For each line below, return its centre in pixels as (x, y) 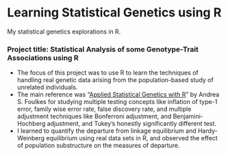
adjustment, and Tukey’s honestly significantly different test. (132, 124)
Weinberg (31, 138)
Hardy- (207, 131)
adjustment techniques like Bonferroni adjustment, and (94, 116)
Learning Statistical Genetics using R (114, 13)
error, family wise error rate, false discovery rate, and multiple (104, 109)
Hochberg (31, 124)
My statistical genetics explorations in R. (64, 31)
